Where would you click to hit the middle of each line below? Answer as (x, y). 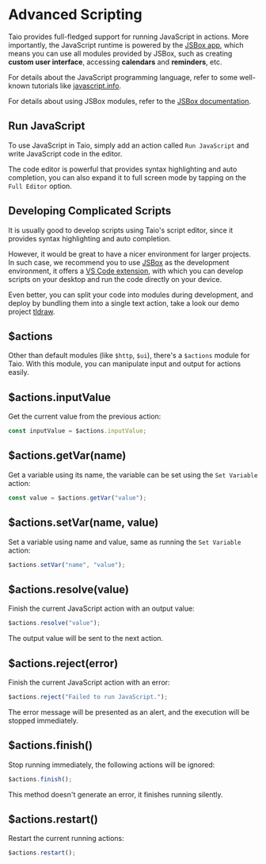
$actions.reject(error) (63, 663)
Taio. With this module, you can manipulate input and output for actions (125, 364)
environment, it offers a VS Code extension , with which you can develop (126, 271)
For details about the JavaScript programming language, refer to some (123, 77)
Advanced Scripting (75, 15)
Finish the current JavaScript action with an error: (89, 682)
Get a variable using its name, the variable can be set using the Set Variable (133, 475)
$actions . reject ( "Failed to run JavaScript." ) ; (88, 696)
